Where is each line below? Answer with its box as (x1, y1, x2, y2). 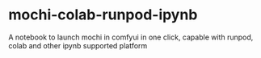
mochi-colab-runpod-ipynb (8, 6, 198, 24)
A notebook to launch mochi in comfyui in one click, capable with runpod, (8, 32, 254, 42)
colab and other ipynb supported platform (8, 40, 148, 50)
